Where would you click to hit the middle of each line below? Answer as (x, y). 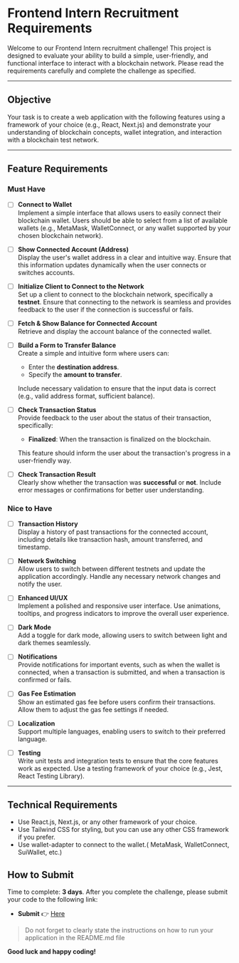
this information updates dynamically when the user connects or (112, 264)
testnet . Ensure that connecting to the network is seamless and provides (124, 302)
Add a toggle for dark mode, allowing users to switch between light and (122, 635)
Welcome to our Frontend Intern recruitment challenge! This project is (110, 48)
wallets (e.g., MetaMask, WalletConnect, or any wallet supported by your (124, 228)
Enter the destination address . (74, 367)
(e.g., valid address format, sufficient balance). (86, 396)
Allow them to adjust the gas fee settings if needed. (93, 709)
